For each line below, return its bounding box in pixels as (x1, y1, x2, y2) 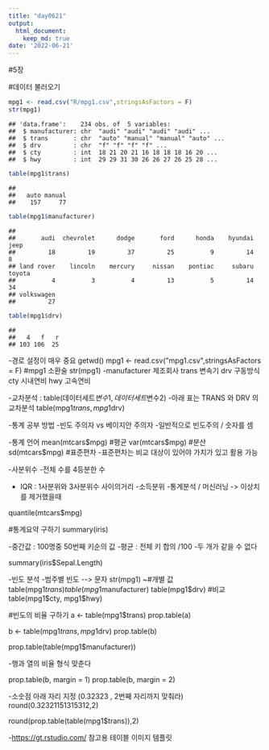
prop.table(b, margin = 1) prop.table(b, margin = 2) (8, 674, 176, 684)
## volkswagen (8, 290, 56, 298)
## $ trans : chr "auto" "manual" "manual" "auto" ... (8, 134, 226, 142)
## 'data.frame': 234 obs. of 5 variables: (8, 120, 172, 128)
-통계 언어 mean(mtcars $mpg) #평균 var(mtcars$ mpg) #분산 (8, 437, 207, 447)
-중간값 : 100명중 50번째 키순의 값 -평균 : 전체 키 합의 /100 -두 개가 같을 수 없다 (8, 541, 258, 551)
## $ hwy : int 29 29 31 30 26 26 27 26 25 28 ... (8, 155, 218, 164)
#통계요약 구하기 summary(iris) (8, 524, 109, 534)
